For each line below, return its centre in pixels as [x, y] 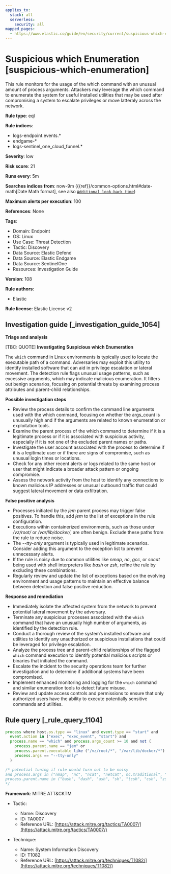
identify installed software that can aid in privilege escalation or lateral [79, 367]
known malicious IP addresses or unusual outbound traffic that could [85, 485]
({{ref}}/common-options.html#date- [114, 186]
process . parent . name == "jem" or [50, 746]
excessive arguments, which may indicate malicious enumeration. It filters [83, 378]
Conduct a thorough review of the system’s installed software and [82, 633]
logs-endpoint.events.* [37, 135]
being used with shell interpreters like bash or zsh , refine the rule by [84, 565]
